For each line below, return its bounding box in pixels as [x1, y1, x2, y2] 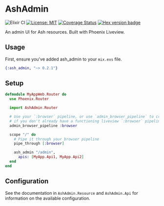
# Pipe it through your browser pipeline [14, 137, 99, 142]
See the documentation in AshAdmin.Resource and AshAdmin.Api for [5, 190, 138, 196]
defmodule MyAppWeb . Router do [5, 92, 67, 97]
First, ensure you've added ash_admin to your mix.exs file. [5, 56, 122, 62]
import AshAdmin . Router [9, 105, 58, 110]
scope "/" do [9, 132, 36, 137]
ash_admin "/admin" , [14, 150, 56, 155]
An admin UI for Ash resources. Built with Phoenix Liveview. [5, 29, 125, 35]
